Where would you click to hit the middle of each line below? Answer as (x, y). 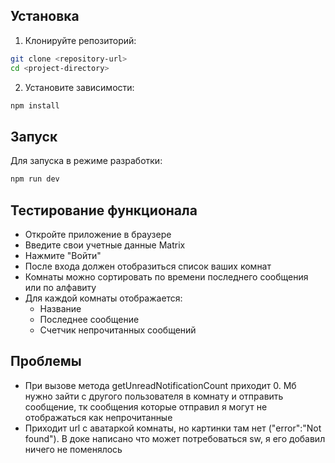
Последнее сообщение (89, 319)
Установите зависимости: (79, 87)
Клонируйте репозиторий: (80, 40)
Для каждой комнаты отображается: (103, 298)
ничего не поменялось (73, 449)
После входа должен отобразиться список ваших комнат (148, 266)
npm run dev (35, 179)
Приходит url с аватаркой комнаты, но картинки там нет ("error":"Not (173, 428)
